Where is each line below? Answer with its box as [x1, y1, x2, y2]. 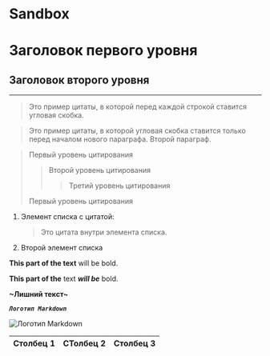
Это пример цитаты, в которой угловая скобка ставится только [28, 126, 247, 136]
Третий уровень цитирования [68, 181, 171, 190]
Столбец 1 [13, 338, 55, 349]
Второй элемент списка [20, 243, 103, 253]
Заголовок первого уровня [9, 42, 198, 60]
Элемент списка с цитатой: [20, 212, 115, 222]
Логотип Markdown [9, 305, 67, 313]
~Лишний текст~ [9, 290, 69, 299]
